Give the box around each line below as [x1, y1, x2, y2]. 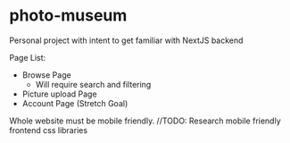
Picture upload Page [21, 88, 97, 99]
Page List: [9, 52, 46, 63]
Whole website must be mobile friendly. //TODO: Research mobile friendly [9, 115, 281, 126]
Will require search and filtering [35, 79, 152, 89]
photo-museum [9, 5, 128, 26]
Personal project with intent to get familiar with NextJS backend [9, 35, 244, 46]
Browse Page [21, 69, 71, 80]
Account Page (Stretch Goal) [21, 97, 128, 108]
